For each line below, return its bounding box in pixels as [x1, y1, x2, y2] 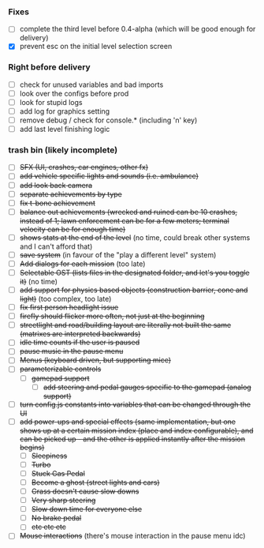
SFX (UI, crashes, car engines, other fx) [19, 163, 149, 172]
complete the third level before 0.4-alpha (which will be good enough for [19, 24, 256, 34]
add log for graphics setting [19, 106, 110, 116]
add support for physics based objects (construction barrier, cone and [19, 285, 248, 295]
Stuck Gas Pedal [31, 468, 85, 478]
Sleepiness [31, 451, 68, 460]
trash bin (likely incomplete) [8, 145, 118, 156]
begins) [19, 442, 45, 452]
